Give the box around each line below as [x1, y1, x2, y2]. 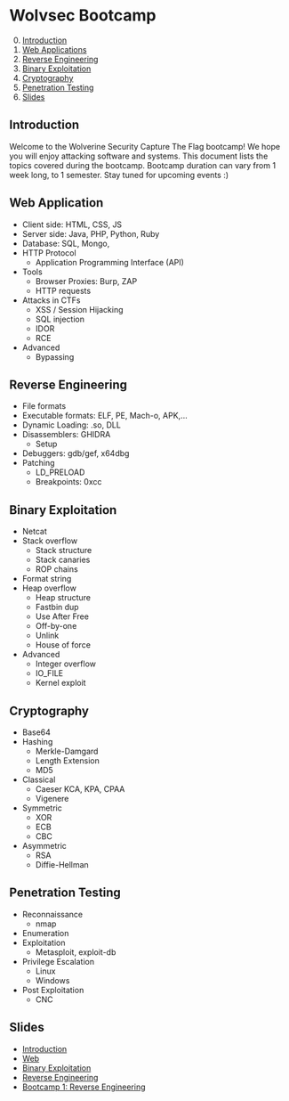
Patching [21, 458, 55, 469]
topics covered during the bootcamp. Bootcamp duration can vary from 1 [9, 159, 277, 170]
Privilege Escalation [21, 956, 95, 966]
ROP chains [35, 564, 78, 575]
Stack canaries [35, 554, 91, 566]
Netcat [21, 526, 47, 537]
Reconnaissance [21, 909, 84, 919]
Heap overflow [21, 583, 77, 593]
